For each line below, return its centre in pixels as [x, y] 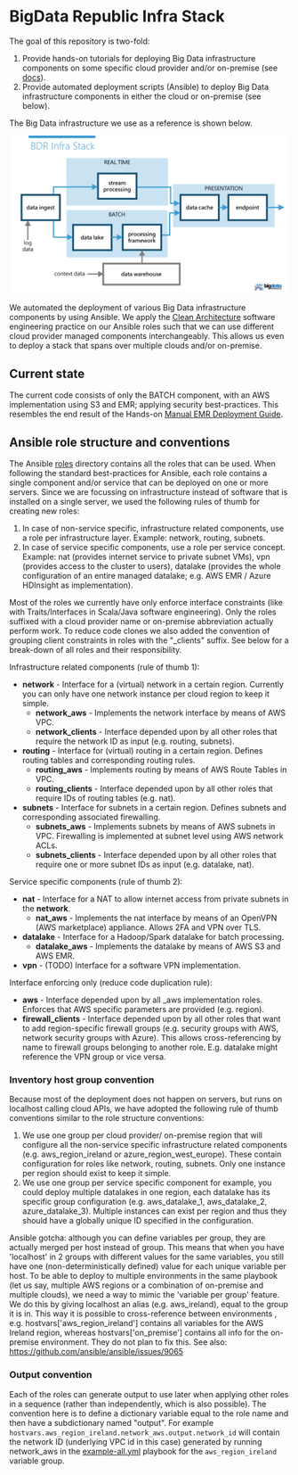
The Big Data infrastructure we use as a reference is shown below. [131, 123]
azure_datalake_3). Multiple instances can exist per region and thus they [154, 1211]
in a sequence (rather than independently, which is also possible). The [138, 1404]
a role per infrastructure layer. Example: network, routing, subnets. [144, 538]
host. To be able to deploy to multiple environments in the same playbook [144, 1276]
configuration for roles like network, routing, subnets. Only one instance [154, 1164]
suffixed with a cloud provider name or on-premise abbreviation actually [141, 622]
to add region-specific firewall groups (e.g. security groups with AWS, [150, 1028]
